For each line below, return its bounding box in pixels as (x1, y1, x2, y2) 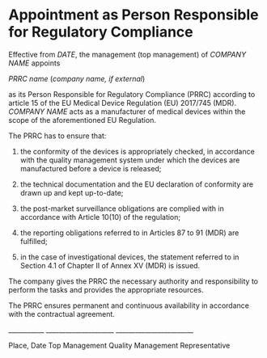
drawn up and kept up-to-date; (19, 187, 124, 197)
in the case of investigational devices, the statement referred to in (19, 252, 239, 262)
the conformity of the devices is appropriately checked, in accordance (19, 146, 255, 156)
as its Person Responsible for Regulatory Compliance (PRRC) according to (8, 89, 256, 99)
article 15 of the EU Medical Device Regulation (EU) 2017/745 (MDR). (8, 98, 237, 107)
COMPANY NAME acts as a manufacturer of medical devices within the (8, 107, 246, 116)
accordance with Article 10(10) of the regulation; (19, 212, 180, 221)
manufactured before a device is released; (19, 163, 162, 173)
